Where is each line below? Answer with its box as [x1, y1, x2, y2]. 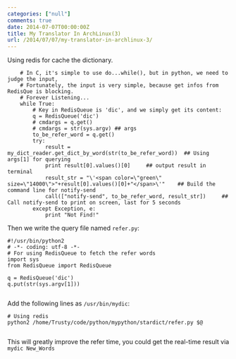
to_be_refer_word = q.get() [32, 131, 115, 138]
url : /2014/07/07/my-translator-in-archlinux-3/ [7, 37, 153, 44]
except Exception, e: [32, 205, 97, 212]
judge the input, [7, 75, 58, 83]
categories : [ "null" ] [7, 10, 71, 18]
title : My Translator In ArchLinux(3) [7, 30, 121, 37]
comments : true [7, 17, 52, 24]
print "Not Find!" [44, 212, 99, 219]
